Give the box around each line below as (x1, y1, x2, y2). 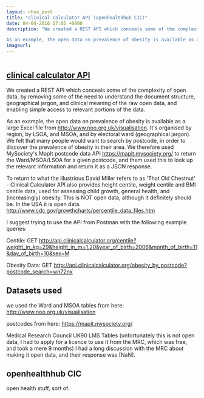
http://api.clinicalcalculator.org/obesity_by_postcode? (53, 261, 187, 269)
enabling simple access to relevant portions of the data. (6, 106, 146, 113)
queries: (6, 225, 27, 232)
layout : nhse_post (6, 9, 53, 15)
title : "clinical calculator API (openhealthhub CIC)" (6, 15, 148, 21)
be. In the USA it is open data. (6, 200, 81, 207)
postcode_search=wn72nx (6, 268, 73, 275)
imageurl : (6, 43, 32, 49)
